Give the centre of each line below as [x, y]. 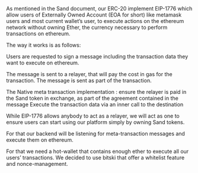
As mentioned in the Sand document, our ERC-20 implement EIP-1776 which [99, 9]
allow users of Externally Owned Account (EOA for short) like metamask [94, 15]
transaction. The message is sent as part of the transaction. [79, 80]
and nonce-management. [37, 164]
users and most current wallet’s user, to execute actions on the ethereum [95, 21]
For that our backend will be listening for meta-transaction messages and [96, 133]
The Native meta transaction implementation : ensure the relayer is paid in [96, 92]
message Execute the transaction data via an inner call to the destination [95, 105]
